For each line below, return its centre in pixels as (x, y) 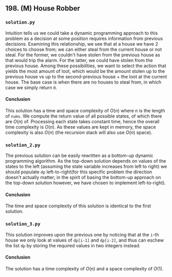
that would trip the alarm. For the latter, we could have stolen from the (79, 60)
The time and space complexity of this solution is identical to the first (78, 206)
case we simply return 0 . (31, 87)
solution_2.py (23, 145)
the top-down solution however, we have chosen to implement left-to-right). (85, 183)
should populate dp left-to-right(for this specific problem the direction (79, 172)
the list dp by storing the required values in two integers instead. (73, 245)
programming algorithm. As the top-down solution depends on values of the (86, 161)
